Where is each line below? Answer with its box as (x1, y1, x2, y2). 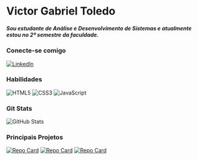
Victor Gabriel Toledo (6, 4, 116, 18)
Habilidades (6, 75, 42, 84)
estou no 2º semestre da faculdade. (6, 31, 99, 38)
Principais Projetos (6, 133, 64, 142)
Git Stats (6, 104, 32, 113)
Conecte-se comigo (6, 47, 67, 55)
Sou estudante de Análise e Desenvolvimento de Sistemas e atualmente (6, 24, 192, 32)
